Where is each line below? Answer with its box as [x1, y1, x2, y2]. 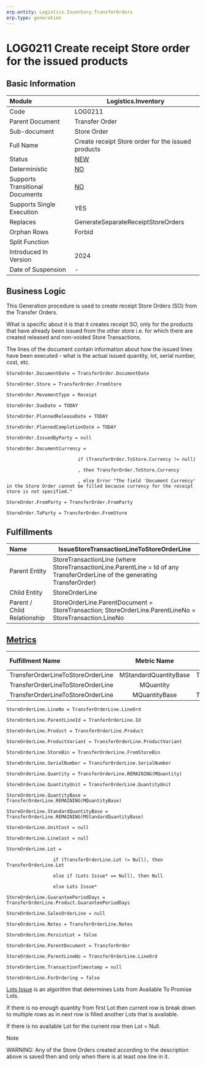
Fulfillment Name [9, 656, 61, 665]
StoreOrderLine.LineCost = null [6, 835, 89, 841]
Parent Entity [9, 567, 47, 576]
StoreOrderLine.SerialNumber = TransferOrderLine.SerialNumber [6, 760, 172, 766]
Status [9, 155, 28, 163]
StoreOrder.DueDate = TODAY [6, 403, 78, 409]
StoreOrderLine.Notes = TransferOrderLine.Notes [6, 921, 133, 927]
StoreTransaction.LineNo [53, 614, 124, 622]
